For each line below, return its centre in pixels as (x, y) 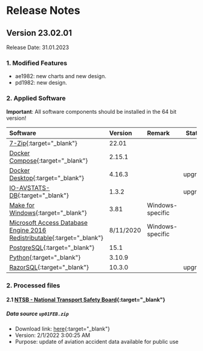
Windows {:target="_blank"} (48, 212)
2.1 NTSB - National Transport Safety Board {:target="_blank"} (86, 300)
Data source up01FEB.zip (38, 313)
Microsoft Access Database (49, 223)
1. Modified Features (37, 63)
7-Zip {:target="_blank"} (43, 143)
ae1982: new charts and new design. (61, 76)
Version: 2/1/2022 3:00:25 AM (53, 335)
